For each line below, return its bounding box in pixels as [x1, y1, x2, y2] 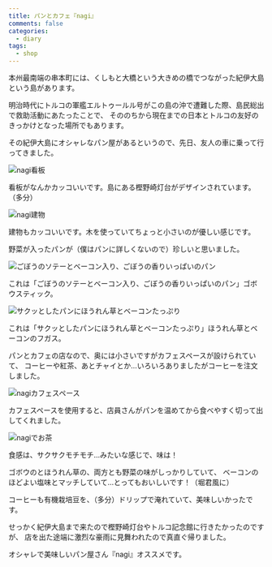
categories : [8, 27, 49, 35]
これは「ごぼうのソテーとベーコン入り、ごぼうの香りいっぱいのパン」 [8, 279, 244, 288]
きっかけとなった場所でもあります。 [8, 121, 128, 130]
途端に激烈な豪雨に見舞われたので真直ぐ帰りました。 [52, 532, 231, 542]
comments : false [8, 19, 63, 28]
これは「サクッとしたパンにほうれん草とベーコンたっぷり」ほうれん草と [8, 324, 251, 333]
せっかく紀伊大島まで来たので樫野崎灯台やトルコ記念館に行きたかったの [8, 522, 250, 531]
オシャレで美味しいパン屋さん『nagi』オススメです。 [8, 549, 187, 559]
